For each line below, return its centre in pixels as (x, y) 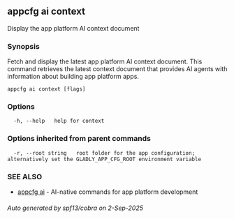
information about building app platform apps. (73, 77)
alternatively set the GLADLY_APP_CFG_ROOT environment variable (104, 159)
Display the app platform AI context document (73, 28)
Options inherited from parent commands (79, 139)
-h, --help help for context (59, 121)
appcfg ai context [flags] (46, 89)
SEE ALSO (25, 176)
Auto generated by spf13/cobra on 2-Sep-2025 (75, 208)
